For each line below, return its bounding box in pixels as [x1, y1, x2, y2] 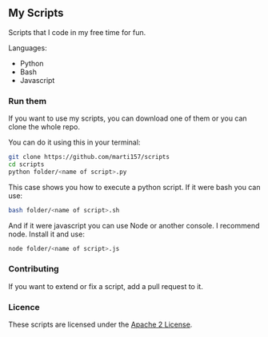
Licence [8, 301, 40, 312]
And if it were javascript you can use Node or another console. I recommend [8, 220, 260, 230]
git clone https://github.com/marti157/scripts [8, 153, 170, 161]
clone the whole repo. [8, 122, 80, 132]
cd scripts [8, 160, 45, 168]
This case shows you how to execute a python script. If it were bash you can [8, 182, 261, 192]
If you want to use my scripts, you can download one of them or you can [8, 113, 247, 123]
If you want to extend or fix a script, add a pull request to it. [8, 281, 204, 291]
